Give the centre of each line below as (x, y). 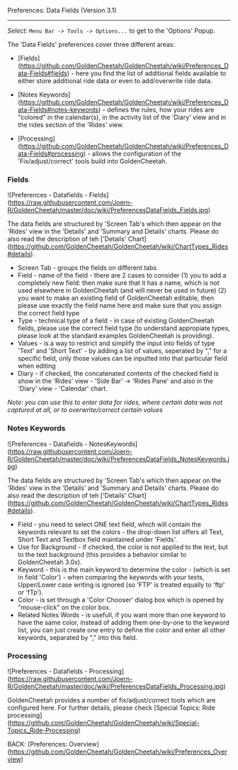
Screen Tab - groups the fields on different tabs (87, 268)
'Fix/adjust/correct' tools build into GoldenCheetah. (92, 161)
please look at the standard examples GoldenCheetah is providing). (116, 336)
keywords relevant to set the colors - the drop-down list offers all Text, (120, 531)
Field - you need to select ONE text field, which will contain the (109, 524)
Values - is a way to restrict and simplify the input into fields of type (116, 343)
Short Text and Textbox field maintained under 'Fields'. (97, 539)
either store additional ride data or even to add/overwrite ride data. (115, 81)
